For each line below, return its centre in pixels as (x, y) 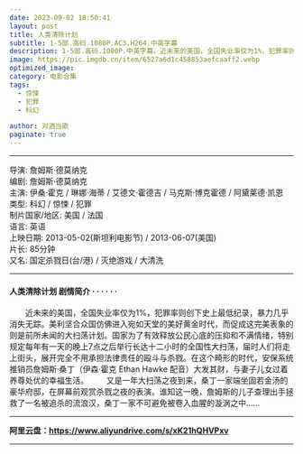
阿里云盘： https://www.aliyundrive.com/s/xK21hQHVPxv (119, 431)
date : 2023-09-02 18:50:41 (60, 18)
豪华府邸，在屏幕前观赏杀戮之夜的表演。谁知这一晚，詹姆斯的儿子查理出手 (147, 392)
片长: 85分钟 (32, 249)
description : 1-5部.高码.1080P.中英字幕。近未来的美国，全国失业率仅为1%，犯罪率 (149, 51)
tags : (19, 85)
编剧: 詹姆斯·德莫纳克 (49, 181)
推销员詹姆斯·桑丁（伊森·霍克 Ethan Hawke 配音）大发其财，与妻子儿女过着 (149, 369)
